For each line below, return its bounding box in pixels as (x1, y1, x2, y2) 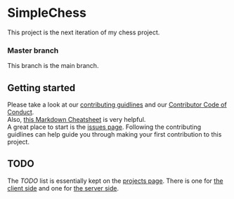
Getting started (7, 82, 76, 94)
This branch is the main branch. (7, 62, 99, 70)
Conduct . (7, 108, 34, 116)
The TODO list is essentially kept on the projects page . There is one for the (7, 177, 223, 185)
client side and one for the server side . (7, 184, 119, 192)
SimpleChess (7, 5, 86, 21)
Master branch (7, 46, 59, 55)
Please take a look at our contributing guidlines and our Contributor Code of (7, 100, 227, 109)
